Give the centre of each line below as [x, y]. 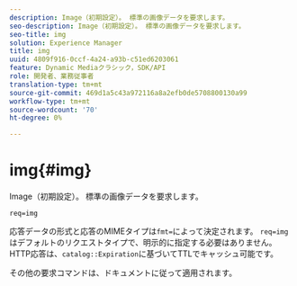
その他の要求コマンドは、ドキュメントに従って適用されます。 [123, 273]
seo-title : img [38, 34]
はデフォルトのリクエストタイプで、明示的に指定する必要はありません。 [143, 243]
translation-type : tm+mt [56, 85]
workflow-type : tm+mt [50, 101]
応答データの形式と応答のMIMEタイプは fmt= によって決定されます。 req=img [149, 231]
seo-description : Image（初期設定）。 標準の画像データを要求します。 [127, 26]
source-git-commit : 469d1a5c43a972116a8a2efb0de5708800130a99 [128, 93]
